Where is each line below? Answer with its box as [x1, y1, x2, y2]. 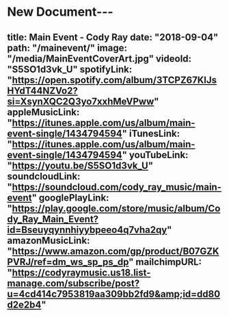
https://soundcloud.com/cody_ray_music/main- [12, 181, 222, 192]
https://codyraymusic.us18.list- [12, 266, 151, 278]
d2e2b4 [7, 299, 42, 310]
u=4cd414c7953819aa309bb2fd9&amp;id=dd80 [7, 288, 221, 300]
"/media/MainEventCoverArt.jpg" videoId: [7, 53, 192, 64]
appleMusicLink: [7, 106, 80, 118]
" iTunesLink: [122, 127, 180, 139]
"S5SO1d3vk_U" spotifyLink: [7, 63, 133, 75]
